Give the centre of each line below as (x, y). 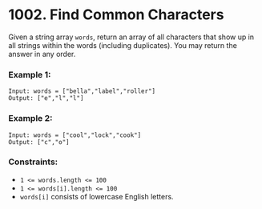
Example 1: (30, 74)
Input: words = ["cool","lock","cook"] (75, 135)
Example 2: (30, 119)
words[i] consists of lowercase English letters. (97, 196)
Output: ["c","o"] (39, 142)
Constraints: (33, 162)
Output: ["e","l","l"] (46, 98)
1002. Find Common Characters (116, 15)
